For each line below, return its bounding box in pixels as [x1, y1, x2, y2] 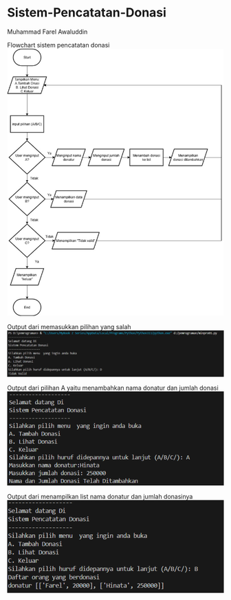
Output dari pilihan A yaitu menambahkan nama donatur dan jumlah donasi [7, 384, 219, 392]
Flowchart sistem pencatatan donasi [7, 41, 110, 49]
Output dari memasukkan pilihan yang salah [7, 322, 132, 331]
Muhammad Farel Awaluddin [7, 27, 88, 36]
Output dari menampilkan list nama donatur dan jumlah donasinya [7, 493, 193, 501]
